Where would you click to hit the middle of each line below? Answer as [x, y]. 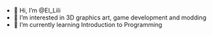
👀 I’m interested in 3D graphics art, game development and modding [110, 17]
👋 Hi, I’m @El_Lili [37, 10]
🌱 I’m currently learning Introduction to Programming [88, 25]
